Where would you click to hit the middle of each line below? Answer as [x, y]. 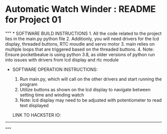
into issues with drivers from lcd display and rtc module [62, 60]
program [29, 84]
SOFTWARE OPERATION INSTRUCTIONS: [55, 69]
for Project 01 [33, 20]
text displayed [34, 105]
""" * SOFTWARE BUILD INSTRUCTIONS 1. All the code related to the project [83, 33]
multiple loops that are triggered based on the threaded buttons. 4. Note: [80, 49]
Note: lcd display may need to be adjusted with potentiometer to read [91, 100]
